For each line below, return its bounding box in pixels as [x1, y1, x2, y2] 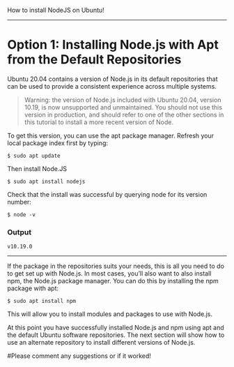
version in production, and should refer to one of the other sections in [24, 110, 224, 119]
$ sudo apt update [7, 152, 61, 159]
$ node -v [7, 211, 36, 218]
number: [7, 197, 31, 206]
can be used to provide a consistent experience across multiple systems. [7, 82, 217, 90]
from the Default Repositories [7, 52, 182, 68]
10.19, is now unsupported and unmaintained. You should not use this [24, 103, 223, 111]
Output [7, 227, 32, 237]
